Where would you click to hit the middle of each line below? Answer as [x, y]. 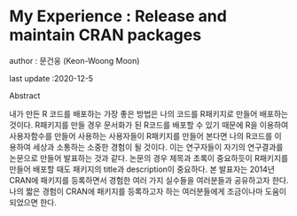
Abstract [25, 96]
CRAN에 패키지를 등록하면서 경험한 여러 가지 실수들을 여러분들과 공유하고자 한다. [149, 180]
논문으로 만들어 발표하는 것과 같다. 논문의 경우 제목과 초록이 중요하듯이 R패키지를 [149, 158]
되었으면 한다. [33, 202]
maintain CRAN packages [106, 35]
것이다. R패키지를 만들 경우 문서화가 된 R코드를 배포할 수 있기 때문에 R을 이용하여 [149, 125]
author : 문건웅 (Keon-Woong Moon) [74, 60]
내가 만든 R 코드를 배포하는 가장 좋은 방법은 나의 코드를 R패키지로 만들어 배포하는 [149, 113]
